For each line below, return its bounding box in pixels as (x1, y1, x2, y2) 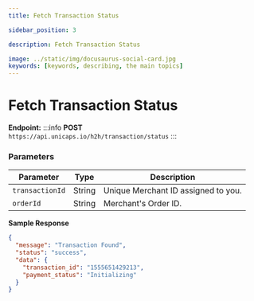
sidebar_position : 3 (8, 25, 77, 34)
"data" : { (15, 256, 48, 264)
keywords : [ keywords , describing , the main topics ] (8, 62, 183, 70)
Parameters (8, 150, 54, 162)
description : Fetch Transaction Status (8, 41, 141, 49)
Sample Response (8, 218, 69, 228)
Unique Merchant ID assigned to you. (103, 185, 243, 196)
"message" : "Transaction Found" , (15, 241, 127, 249)
